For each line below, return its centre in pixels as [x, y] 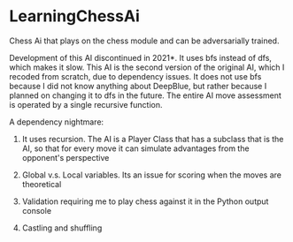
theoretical [42, 184]
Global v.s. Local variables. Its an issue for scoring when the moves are [151, 175]
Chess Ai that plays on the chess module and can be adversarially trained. [144, 41]
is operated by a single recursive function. [86, 104]
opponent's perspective [66, 157]
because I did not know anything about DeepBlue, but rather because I [138, 86]
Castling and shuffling [62, 228]
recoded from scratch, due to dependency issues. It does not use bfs [135, 76]
